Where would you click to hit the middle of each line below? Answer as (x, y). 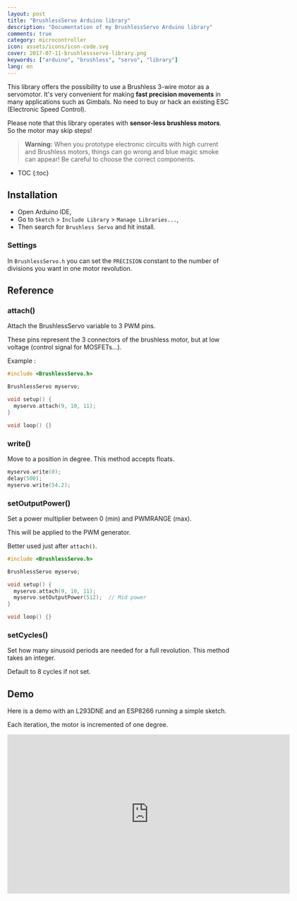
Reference (31, 291)
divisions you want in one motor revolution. (70, 268)
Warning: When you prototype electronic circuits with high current (121, 144)
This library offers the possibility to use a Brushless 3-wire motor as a (108, 86)
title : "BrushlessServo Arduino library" (69, 21)
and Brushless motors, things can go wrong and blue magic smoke (122, 151)
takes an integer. (31, 658)
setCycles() (28, 635)
